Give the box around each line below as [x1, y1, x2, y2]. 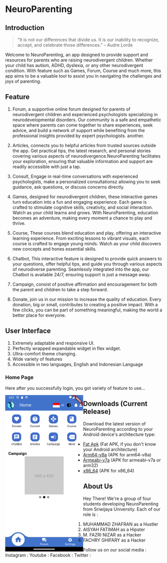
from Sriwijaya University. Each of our [83, 506, 161, 512]
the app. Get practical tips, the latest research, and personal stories [12, 148, 151, 154]
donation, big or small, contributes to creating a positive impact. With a [12, 301, 158, 307]
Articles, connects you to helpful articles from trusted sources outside [12, 142, 156, 148]
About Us [83, 482, 113, 491]
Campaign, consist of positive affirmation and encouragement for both [12, 281, 158, 287]
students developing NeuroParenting [83, 500, 159, 506]
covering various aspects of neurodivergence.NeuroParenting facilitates [12, 153, 161, 159]
